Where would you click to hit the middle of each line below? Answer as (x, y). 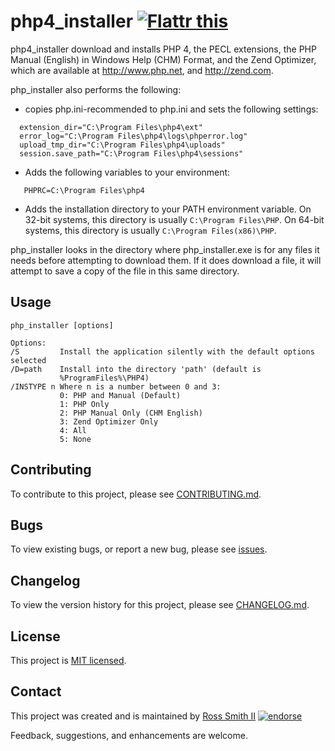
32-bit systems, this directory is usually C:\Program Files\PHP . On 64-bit (174, 219)
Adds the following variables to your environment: (127, 172)
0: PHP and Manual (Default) (120, 395)
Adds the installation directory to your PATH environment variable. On (168, 209)
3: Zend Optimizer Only (109, 421)
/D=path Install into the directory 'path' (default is (136, 369)
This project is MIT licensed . (68, 660)
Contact (36, 691)
